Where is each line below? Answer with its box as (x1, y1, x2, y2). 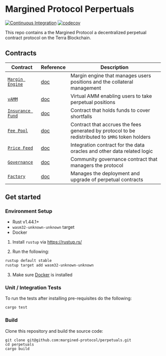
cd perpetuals (5, 342, 35, 347)
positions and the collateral (70, 78, 133, 85)
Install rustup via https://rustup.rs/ (12, 239, 83, 245)
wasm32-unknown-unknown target (12, 224, 75, 230)
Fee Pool (7, 128, 28, 133)
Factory (7, 173, 26, 179)
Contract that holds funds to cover (70, 106, 150, 113)
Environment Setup (5, 208, 53, 215)
